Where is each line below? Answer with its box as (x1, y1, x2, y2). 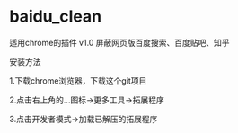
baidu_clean (9, 6, 101, 27)
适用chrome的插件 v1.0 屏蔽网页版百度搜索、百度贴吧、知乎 (9, 37, 231, 48)
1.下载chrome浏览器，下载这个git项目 (9, 75, 147, 86)
